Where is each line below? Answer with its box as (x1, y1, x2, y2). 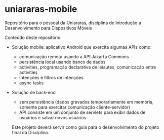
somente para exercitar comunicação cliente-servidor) (19, 104, 130, 110)
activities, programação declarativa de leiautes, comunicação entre (19, 64, 156, 70)
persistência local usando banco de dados (19, 59, 106, 65)
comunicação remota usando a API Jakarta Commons (19, 53, 129, 60)
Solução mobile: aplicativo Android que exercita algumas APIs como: (11, 44, 152, 50)
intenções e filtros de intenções (19, 74, 83, 80)
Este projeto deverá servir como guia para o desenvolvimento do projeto (11, 124, 160, 130)
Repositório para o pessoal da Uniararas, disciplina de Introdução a (4, 20, 141, 26)
